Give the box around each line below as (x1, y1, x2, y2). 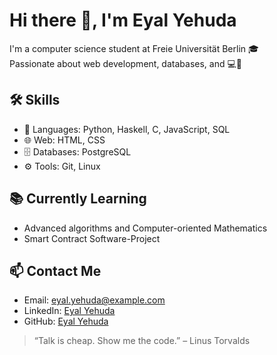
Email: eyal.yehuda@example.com (23, 294, 166, 306)
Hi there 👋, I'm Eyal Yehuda (9, 9, 237, 32)
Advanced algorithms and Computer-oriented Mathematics (23, 222, 268, 234)
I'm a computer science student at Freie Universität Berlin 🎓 (9, 42, 259, 54)
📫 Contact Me (9, 262, 102, 279)
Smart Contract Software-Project (23, 232, 161, 244)
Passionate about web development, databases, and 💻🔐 (9, 57, 242, 69)
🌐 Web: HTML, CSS (23, 134, 106, 146)
